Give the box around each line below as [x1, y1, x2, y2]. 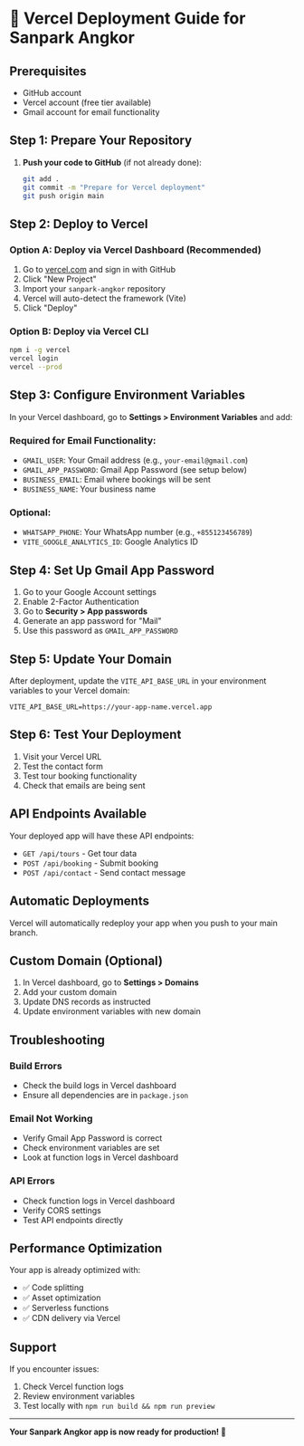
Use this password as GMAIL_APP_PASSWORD [22, 625, 178, 637]
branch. [9, 927, 39, 938]
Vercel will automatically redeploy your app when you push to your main [9, 917, 278, 928]
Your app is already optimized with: [9, 1265, 141, 1276]
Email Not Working [9, 1112, 93, 1125]
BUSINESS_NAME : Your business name [22, 484, 157, 494]
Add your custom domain [22, 987, 118, 998]
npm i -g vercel [9, 346, 71, 355]
